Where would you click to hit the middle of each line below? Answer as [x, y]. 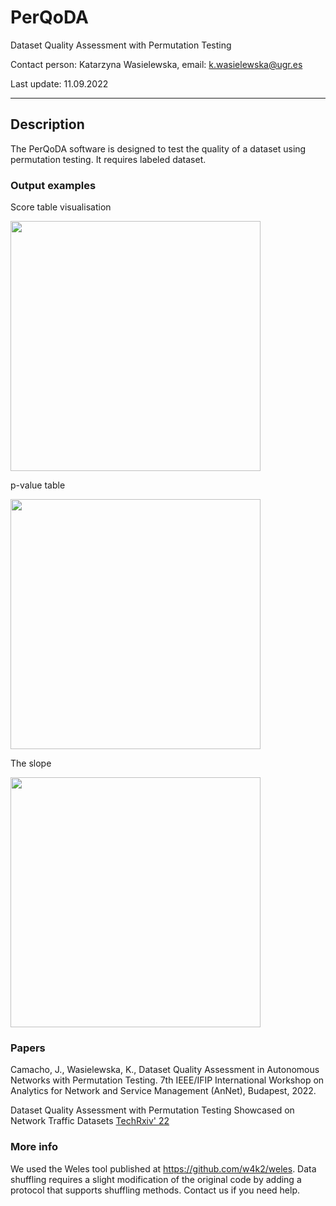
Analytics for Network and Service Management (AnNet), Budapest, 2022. [163, 1091]
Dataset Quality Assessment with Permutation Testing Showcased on [152, 1110]
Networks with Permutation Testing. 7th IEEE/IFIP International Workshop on [167, 1080]
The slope [31, 763]
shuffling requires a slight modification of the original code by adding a [156, 1179]
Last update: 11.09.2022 [59, 83]
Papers [28, 1048]
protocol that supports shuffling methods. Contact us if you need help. [155, 1190]
